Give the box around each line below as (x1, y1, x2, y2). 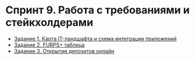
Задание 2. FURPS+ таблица (13, 41, 85, 48)
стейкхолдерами (5, 16, 94, 29)
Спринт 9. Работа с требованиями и (5, 3, 190, 17)
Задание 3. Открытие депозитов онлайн (13, 47, 115, 54)
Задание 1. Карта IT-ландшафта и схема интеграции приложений (13, 35, 177, 42)
